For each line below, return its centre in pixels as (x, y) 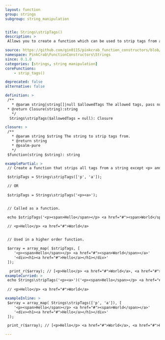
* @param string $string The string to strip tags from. (71, 136)
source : (13, 50)
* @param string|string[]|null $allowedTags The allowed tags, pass (83, 104)
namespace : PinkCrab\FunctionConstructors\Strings (58, 55)
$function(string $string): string (43, 155)
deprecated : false (24, 82)
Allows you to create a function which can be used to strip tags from (82, 41)
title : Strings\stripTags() (34, 32)
